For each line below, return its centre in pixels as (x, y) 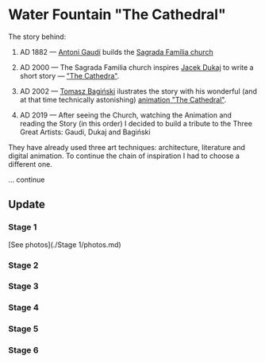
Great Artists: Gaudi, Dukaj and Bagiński (85, 132)
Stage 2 (23, 265)
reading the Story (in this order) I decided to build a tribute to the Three (136, 123)
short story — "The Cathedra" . (69, 75)
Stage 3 (23, 286)
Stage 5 (23, 329)
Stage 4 (24, 307)
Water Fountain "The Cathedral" (117, 15)
